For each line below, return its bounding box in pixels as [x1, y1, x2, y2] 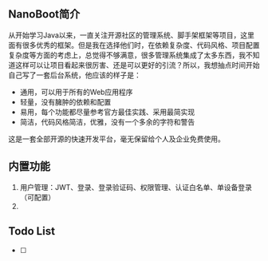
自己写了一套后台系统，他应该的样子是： [8, 70, 141, 80]
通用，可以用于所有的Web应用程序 [19, 87, 133, 97]
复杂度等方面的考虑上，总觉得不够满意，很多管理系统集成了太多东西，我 [8, 50, 246, 60]
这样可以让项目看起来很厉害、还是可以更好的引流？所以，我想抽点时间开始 [14, 60, 260, 69]
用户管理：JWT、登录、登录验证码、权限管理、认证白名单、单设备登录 [19, 182, 253, 192]
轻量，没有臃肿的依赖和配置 [19, 97, 112, 106]
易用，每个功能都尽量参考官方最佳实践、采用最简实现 [19, 107, 195, 117]
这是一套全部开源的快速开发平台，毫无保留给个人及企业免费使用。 [8, 134, 225, 144]
